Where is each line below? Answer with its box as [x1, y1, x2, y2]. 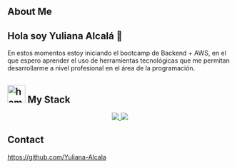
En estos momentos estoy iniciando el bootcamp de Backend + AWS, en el [7, 49, 227, 58]
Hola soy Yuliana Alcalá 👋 [7, 30, 123, 42]
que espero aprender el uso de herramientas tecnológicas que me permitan [7, 56, 230, 65]
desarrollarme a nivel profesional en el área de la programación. [7, 64, 196, 73]
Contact [7, 134, 44, 146]
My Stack [27, 93, 71, 105]
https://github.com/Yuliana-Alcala [7, 152, 107, 161]
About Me [7, 6, 52, 18]
